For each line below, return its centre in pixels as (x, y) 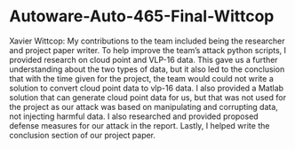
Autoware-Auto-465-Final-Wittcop (142, 16)
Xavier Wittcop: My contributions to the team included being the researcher (147, 41)
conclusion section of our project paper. (83, 135)
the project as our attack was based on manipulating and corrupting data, (144, 106)
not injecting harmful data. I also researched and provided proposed (134, 116)
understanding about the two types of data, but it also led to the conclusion (147, 69)
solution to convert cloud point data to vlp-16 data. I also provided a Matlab (147, 88)
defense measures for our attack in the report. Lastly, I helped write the (140, 125)
